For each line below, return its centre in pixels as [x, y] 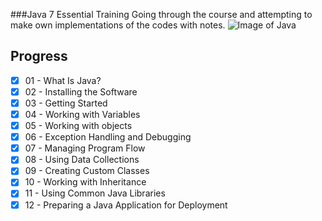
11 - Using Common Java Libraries [95, 193]
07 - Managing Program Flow [85, 148]
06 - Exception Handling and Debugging [108, 137]
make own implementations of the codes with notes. [118, 25]
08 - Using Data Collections [82, 160]
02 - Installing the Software [81, 91]
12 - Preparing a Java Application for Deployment [126, 205]
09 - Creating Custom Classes [87, 171]
